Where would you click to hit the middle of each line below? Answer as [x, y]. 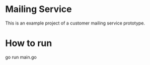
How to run [29, 43]
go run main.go [21, 57]
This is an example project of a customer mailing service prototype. [75, 23]
